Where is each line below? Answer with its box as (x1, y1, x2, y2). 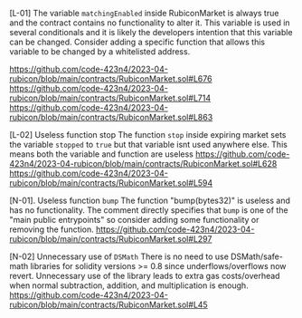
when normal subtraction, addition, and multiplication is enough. (9, 280, 249, 291)
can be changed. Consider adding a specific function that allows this (9, 36, 265, 47)
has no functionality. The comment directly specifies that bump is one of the (9, 205, 288, 216)
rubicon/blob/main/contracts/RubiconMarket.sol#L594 (9, 178, 213, 188)
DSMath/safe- (230, 251, 283, 262)
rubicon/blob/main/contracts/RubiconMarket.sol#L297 (9, 234, 212, 244)
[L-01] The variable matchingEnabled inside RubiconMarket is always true (9, 8, 279, 18)
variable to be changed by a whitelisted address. (9, 46, 191, 57)
